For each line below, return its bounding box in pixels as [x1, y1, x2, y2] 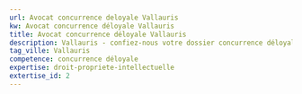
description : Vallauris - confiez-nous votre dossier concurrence [9, 38, 263, 47]
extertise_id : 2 [9, 72, 70, 81]
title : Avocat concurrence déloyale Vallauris [9, 30, 187, 38]
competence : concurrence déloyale [9, 55, 139, 64]
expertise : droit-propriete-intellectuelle [9, 64, 175, 73]
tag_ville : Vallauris [9, 47, 91, 56]
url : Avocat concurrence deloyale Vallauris [9, 13, 179, 22]
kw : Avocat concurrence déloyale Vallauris [9, 21, 175, 30]
